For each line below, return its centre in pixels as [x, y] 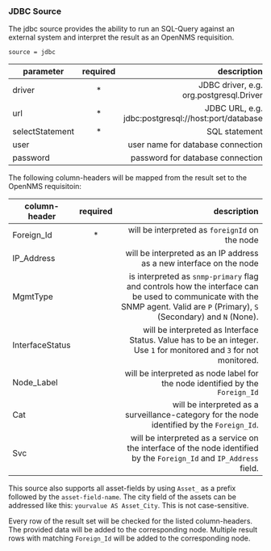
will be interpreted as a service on [194, 438]
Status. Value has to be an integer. [194, 340]
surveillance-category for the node [192, 415]
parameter [44, 72]
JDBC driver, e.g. [231, 85]
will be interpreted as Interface [200, 330]
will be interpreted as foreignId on [193, 230]
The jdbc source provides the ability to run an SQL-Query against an [122, 29]
